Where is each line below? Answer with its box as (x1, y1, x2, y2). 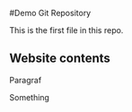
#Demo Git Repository (9, 8, 92, 18)
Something (9, 91, 49, 102)
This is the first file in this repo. (9, 25, 124, 35)
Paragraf (9, 74, 42, 85)
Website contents (9, 51, 110, 66)
